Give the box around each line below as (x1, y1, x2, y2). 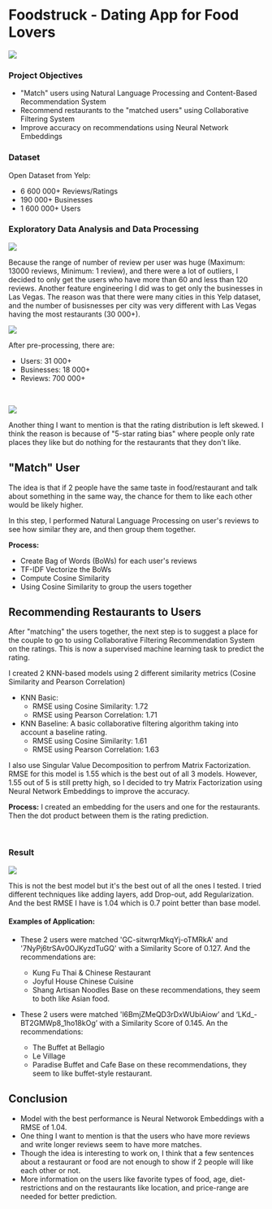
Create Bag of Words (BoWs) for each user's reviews (19, 556, 197, 565)
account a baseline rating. (19, 727, 108, 737)
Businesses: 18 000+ (19, 364, 91, 374)
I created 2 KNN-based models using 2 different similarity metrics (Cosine (8, 669, 257, 679)
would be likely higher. (8, 500, 84, 509)
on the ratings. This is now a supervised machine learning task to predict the (8, 644, 265, 654)
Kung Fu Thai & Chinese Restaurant (32, 967, 152, 977)
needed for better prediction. (19, 1191, 118, 1201)
